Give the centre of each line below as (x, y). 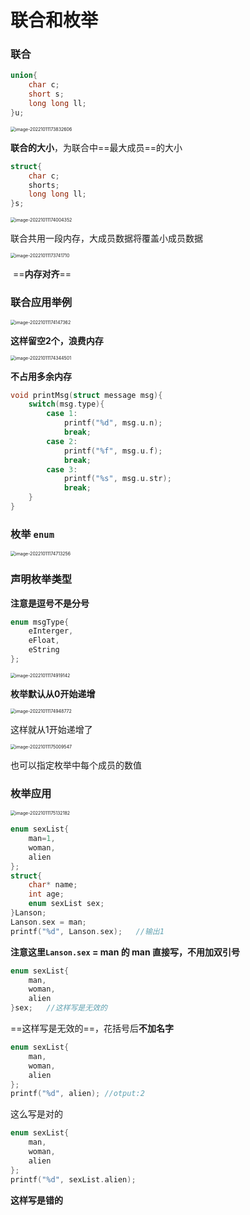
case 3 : (62, 469)
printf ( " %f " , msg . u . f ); (113, 451)
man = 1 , (42, 839)
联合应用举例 (41, 303)
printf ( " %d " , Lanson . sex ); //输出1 (87, 931)
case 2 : (62, 441)
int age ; (46, 894)
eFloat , (44, 641)
